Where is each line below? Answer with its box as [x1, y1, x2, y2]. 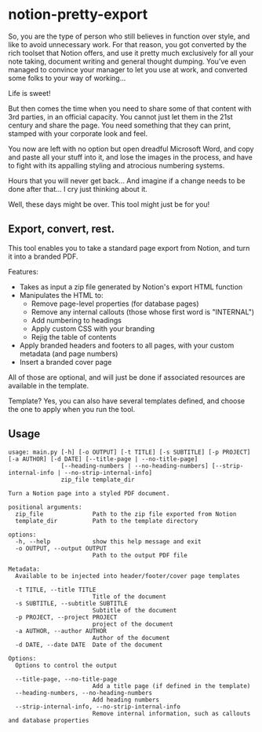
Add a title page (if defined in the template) [92, 682, 251, 690]
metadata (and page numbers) [19, 348, 118, 359]
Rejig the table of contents [31, 332, 117, 341]
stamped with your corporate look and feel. [8, 128, 148, 138]
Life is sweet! [8, 88, 51, 97]
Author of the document [92, 634, 170, 642]
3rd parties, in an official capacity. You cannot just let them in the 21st [8, 112, 233, 121]
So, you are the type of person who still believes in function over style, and [8, 31, 250, 41]
